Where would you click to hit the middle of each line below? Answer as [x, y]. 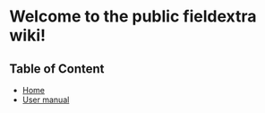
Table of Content [57, 69]
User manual [46, 100]
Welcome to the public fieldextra [133, 17]
